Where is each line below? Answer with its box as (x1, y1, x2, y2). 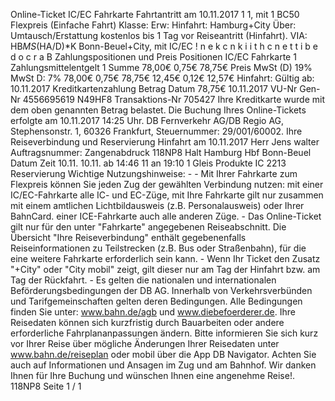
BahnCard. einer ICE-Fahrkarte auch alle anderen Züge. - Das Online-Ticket (10, 210, 322, 222)
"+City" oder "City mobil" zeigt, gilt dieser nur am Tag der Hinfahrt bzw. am (10, 264, 321, 275)
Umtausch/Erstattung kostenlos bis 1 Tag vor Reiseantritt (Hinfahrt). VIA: (10, 30, 308, 41)
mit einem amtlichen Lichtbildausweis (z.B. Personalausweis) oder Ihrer (10, 200, 305, 211)
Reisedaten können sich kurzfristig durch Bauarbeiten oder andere (10, 317, 285, 328)
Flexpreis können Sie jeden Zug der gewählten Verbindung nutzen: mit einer (10, 179, 324, 190)
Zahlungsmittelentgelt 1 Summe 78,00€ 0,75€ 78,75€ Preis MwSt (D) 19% (10, 62, 313, 73)
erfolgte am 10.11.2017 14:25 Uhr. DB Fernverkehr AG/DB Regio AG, (10, 115, 285, 126)
